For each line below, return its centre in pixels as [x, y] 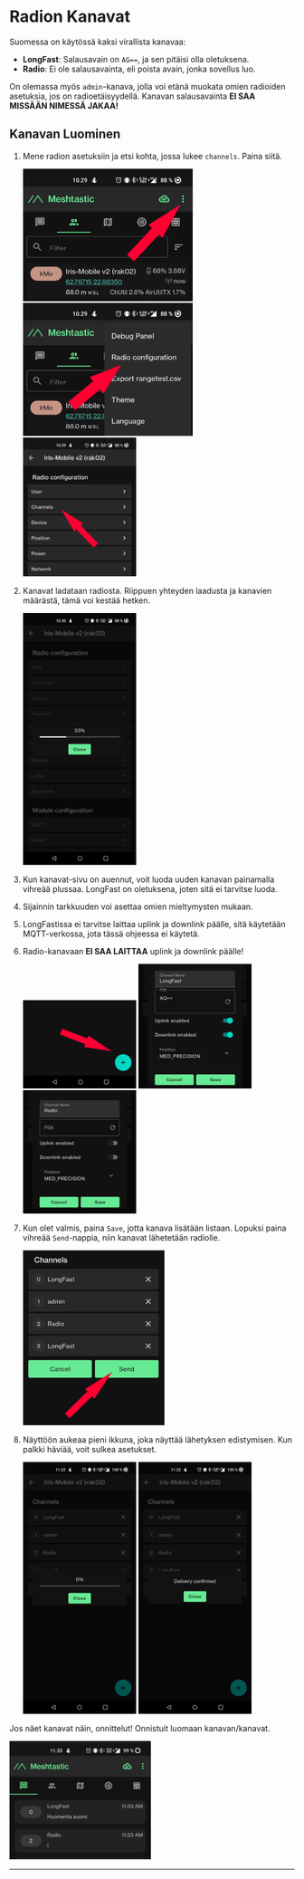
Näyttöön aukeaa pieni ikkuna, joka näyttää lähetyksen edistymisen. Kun [157, 1440]
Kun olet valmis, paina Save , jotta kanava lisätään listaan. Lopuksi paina [154, 1228]
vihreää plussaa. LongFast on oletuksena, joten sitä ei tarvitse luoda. [150, 889]
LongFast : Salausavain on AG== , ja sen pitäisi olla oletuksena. [136, 59]
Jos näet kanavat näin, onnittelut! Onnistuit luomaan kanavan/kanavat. [140, 1729]
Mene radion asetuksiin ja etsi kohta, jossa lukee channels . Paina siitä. [152, 156]
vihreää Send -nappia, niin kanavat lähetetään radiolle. [121, 1238]
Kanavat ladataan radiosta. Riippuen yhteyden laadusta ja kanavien [147, 591]
